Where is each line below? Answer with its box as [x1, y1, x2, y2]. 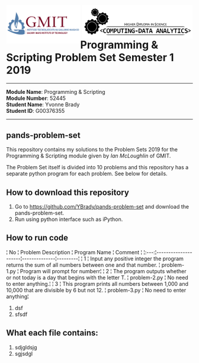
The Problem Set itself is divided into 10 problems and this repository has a [6, 164, 189, 171]
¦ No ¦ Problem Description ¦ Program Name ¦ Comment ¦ [6, 248, 142, 255]
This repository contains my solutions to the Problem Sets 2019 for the [6, 146, 178, 153]
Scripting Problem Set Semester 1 [6, 50, 174, 64]
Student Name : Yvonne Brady [6, 101, 80, 108]
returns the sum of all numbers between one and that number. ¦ [6, 261, 161, 269]
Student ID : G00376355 [6, 108, 65, 115]
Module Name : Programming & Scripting [6, 89, 105, 96]
